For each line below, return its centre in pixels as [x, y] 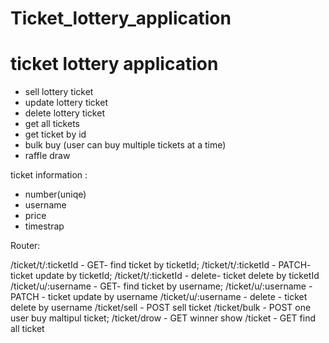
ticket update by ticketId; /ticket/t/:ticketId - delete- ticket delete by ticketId [165, 276]
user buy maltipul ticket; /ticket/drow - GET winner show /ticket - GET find [163, 318]
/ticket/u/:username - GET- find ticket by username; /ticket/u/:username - [161, 286]
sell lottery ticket [59, 92]
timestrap [44, 226]
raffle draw [47, 156]
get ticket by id [55, 134]
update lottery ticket [66, 103]
